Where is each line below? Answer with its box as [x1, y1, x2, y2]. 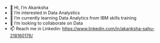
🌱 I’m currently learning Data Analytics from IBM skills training [9, 15, 137, 21]
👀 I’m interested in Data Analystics [9, 10, 80, 16]
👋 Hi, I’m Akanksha [9, 5, 49, 10]
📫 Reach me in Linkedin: [9, 26, 61, 31]
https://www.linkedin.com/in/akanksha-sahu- [62, 26, 155, 31]
